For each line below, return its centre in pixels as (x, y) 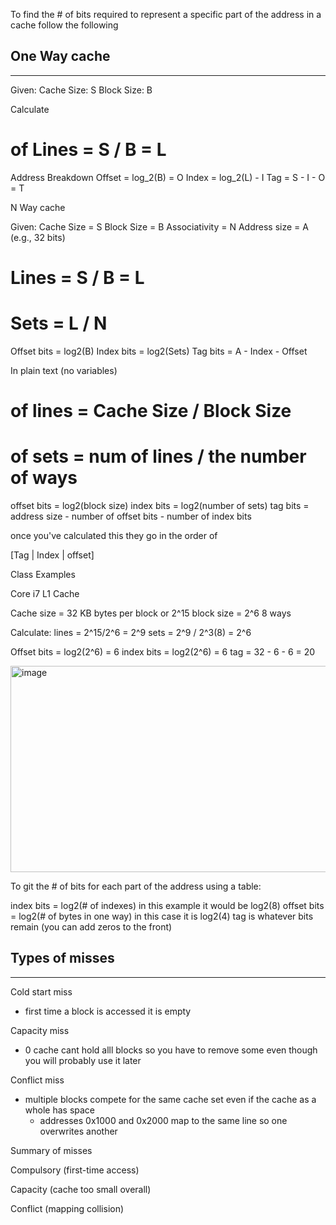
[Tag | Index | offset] (52, 555)
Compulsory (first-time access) (75, 1170)
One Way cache (60, 56)
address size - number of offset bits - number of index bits (131, 516)
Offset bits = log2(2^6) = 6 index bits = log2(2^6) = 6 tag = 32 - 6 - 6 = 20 (163, 652)
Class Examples (43, 574)
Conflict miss (37, 1080)
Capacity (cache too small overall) (81, 1189)
